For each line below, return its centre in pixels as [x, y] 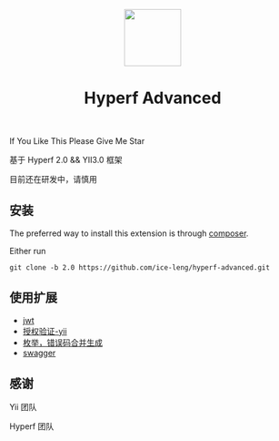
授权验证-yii [45, 331]
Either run [28, 251]
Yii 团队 [23, 407]
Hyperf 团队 [32, 426]
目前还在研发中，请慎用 [53, 179]
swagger [39, 353]
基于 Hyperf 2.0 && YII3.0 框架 [66, 159]
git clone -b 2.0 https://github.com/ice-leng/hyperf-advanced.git [140, 267]
